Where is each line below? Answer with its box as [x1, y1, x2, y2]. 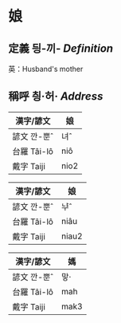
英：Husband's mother [8, 65, 84, 73]
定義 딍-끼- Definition [8, 41, 114, 55]
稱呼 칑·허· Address [8, 89, 103, 104]
